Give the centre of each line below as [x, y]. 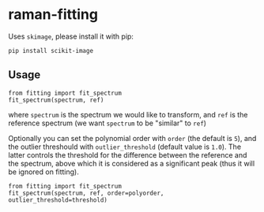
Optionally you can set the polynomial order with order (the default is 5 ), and [132, 138]
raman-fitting [53, 15]
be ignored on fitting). [43, 172]
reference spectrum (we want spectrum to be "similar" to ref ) [107, 123]
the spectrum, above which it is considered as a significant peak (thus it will [132, 163]
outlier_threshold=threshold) [58, 200]
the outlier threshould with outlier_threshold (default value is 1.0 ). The [125, 147]
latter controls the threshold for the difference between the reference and [128, 154]
